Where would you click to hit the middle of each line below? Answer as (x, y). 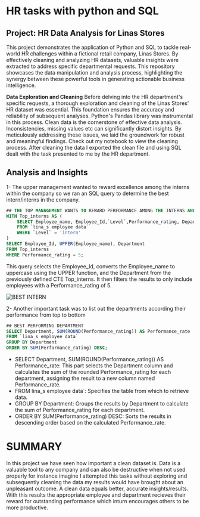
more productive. (27, 507)
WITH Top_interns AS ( (34, 216)
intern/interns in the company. (43, 199)
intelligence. (21, 85)
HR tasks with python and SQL (82, 11)
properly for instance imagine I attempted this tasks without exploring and (97, 476)
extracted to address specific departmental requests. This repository (90, 66)
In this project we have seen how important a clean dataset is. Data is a (93, 463)
